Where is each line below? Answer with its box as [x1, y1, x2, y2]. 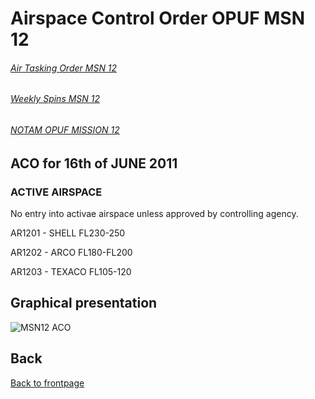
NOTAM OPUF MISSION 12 [10, 124, 120, 136]
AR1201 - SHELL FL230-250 [10, 227, 126, 239]
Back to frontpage [10, 377, 85, 389]
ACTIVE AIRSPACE [10, 185, 103, 199]
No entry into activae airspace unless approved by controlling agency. [10, 207, 299, 219]
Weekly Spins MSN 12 [10, 93, 101, 105]
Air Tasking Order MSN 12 [10, 62, 118, 74]
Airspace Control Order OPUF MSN [10, 7, 305, 30]
